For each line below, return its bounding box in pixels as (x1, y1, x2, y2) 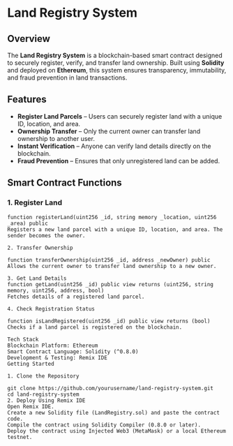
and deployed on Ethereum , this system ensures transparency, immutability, (7, 66, 227, 74)
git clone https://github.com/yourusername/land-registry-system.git (7, 385, 214, 392)
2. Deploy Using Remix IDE (7, 396, 86, 404)
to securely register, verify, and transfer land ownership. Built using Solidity (7, 59, 225, 67)
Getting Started (7, 360, 54, 367)
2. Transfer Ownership (7, 244, 73, 251)
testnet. (7, 433, 33, 440)
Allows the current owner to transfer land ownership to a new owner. (7, 262, 217, 269)
